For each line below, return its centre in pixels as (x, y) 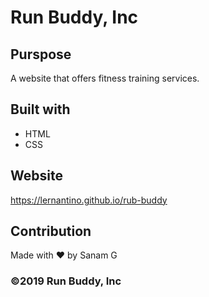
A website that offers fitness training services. (105, 78)
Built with (40, 109)
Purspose (41, 54)
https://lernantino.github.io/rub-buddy (89, 200)
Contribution (51, 231)
